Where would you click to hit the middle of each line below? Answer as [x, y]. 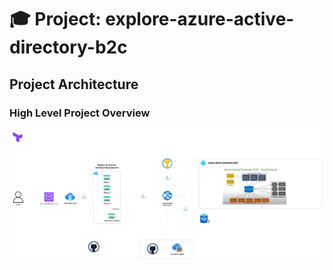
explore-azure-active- [200, 19]
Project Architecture [74, 84]
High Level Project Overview [80, 113]
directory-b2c [68, 47]
